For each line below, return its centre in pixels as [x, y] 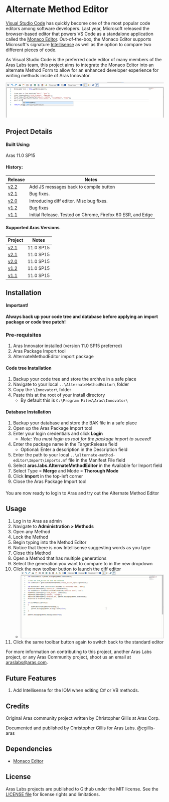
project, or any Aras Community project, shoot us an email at [68, 657]
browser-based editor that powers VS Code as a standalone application [79, 34]
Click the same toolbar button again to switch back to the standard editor [88, 642]
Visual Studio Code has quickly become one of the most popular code [78, 23]
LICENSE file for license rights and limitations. [53, 794]
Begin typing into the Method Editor [50, 542]
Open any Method [32, 531]
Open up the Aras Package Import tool [52, 428]
